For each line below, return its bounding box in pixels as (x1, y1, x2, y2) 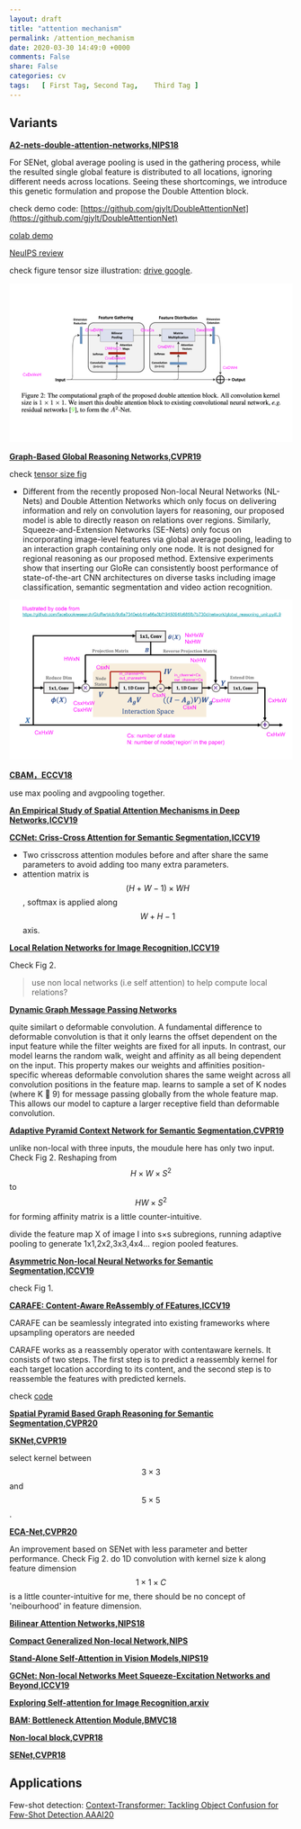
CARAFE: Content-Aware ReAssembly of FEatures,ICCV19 (9, 1300, 231, 1311)
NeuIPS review (9, 248, 65, 258)
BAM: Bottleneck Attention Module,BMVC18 (9, 1715, 177, 1725)
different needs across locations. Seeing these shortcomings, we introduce (9, 176, 288, 186)
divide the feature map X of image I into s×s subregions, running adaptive (9, 1229, 282, 1239)
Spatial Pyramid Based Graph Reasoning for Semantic (9, 1408, 214, 1419)
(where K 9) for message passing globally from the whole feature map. (9, 1088, 279, 1099)
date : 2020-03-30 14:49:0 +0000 (9, 43, 130, 52)
